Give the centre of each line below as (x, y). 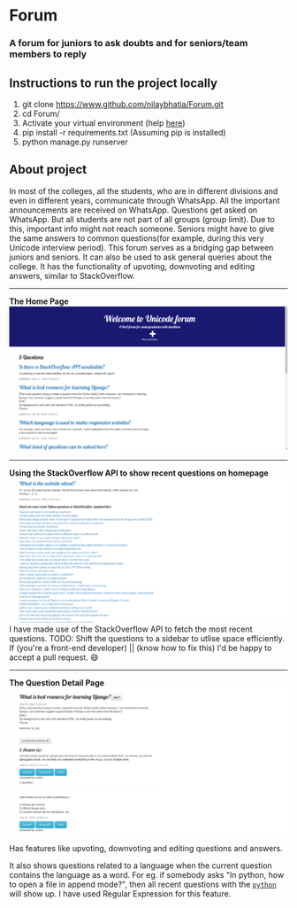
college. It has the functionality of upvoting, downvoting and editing (132, 266)
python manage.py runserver (75, 142)
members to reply (48, 54)
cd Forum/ (41, 113)
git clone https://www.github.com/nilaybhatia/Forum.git (122, 104)
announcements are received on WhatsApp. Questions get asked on (133, 210)
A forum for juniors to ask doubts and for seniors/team (129, 43)
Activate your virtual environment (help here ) (103, 123)
